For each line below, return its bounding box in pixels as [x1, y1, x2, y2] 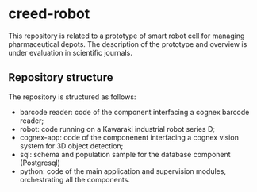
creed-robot [8, 5, 90, 23]
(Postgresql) [19, 158, 61, 167]
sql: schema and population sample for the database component [19, 149, 232, 159]
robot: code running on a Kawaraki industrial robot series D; [19, 124, 216, 133]
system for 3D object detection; [19, 140, 124, 151]
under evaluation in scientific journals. [8, 48, 132, 57]
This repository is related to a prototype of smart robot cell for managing [8, 31, 245, 40]
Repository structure [8, 71, 113, 84]
